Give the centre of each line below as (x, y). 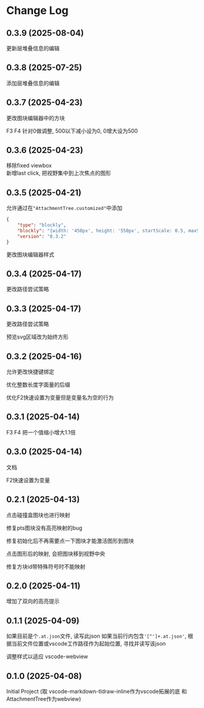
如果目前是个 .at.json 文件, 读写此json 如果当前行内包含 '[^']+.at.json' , (97, 636)
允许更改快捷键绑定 (30, 372)
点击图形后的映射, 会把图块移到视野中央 (56, 553)
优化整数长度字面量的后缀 (38, 385)
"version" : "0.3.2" (42, 236)
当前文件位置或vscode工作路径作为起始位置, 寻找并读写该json (88, 644)
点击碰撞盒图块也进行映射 (38, 515)
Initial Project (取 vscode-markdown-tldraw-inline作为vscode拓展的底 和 (97, 691)
